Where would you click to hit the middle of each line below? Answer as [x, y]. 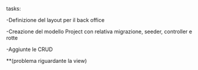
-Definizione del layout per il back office [55, 20]
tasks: [14, 9]
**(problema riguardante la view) [47, 61]
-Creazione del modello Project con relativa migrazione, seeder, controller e [99, 31]
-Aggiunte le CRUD [30, 49]
